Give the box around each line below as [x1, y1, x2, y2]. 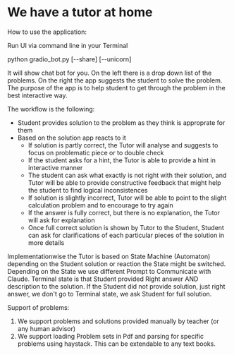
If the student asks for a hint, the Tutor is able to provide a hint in [27, 156, 216, 164]
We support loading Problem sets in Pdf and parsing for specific [17, 332, 204, 340]
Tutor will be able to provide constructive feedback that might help [27, 178, 221, 187]
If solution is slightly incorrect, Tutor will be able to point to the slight [27, 193, 227, 202]
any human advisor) [17, 324, 76, 332]
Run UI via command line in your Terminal [7, 41, 128, 49]
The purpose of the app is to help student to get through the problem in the [7, 83, 226, 92]
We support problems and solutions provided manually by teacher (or [17, 317, 220, 325]
